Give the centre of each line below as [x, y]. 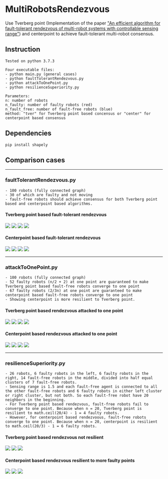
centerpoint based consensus [35, 118]
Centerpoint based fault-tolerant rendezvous [53, 238]
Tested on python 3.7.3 [30, 61]
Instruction [23, 49]
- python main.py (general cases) [41, 74]
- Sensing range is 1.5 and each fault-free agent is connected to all [81, 387]
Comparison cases [35, 160]
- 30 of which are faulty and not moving [49, 195]
